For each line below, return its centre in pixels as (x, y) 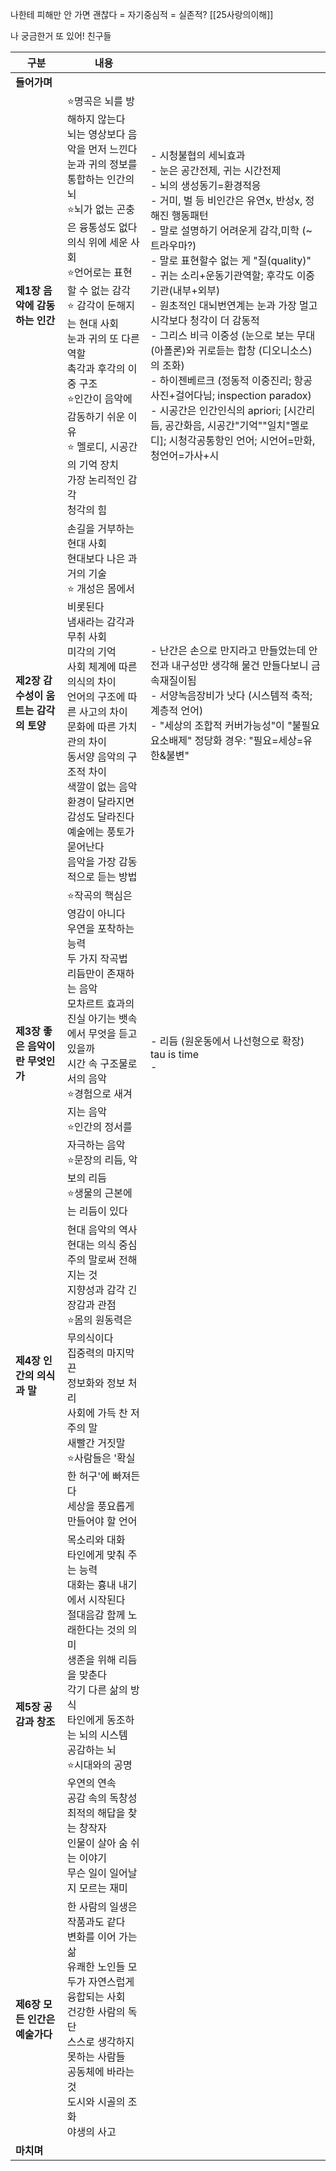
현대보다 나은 (96, 558)
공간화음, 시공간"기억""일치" (227, 425)
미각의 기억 (91, 651)
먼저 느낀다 (113, 149)
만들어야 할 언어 (102, 1521)
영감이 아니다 (96, 913)
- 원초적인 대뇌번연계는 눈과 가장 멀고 (234, 305)
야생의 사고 (91, 2131)
